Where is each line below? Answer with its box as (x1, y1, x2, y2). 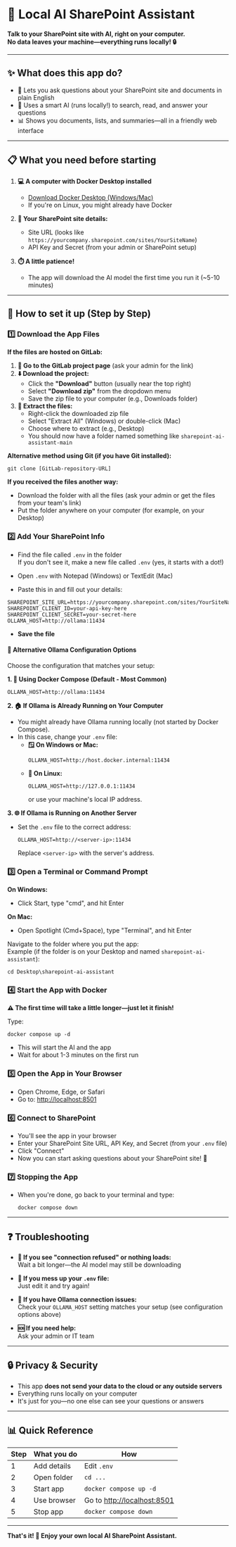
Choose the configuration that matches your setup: (7, 661, 155, 669)
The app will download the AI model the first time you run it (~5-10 (27, 273, 220, 282)
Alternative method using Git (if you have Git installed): (7, 452, 172, 460)
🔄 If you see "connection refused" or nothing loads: (17, 1253, 172, 1262)
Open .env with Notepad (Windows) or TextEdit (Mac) (17, 572, 173, 580)
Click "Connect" (17, 1147, 65, 1155)
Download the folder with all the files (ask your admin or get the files (17, 491, 216, 500)
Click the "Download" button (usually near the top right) (27, 379, 192, 388)
